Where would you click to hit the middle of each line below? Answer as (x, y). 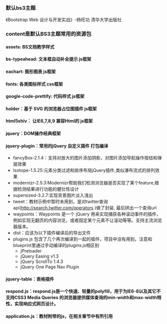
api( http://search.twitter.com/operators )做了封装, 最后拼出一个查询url (85, 208)
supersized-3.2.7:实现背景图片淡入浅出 (53, 195)
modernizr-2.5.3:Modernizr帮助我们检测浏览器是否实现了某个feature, (84, 183)
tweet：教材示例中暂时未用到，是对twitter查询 (60, 201)
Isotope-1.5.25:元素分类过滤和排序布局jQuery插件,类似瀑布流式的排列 (84, 170)
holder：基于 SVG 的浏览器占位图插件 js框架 (51, 108)
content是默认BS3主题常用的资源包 (48, 34)
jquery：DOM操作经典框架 (33, 133)
